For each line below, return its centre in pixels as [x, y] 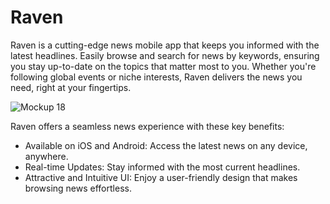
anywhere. [46, 156]
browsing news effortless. [78, 188]
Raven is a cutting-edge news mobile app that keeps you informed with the [165, 45]
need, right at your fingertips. [71, 87]
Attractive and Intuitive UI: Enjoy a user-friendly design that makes [161, 177]
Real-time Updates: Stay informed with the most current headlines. [162, 167]
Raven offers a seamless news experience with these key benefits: [147, 126]
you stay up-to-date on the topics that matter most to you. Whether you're [163, 66]
